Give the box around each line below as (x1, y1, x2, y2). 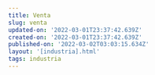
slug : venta (8, 19, 47, 27)
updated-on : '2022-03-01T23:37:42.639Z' (8, 26, 143, 34)
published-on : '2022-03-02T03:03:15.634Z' (8, 41, 149, 48)
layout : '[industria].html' (8, 48, 101, 55)
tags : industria (8, 55, 61, 63)
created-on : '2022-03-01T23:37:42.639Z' (8, 33, 143, 41)
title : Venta (8, 11, 51, 20)
